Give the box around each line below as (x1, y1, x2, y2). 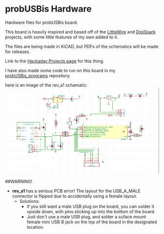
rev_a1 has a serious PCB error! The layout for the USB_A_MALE (12, 188, 141, 194)
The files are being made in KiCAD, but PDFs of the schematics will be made (5, 43, 159, 49)
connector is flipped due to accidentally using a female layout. (12, 193, 138, 199)
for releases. (5, 49, 31, 54)
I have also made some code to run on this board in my (5, 67, 116, 73)
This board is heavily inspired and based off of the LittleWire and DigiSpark (5, 29, 156, 35)
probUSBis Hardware (5, 3, 92, 15)
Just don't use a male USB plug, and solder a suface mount (26, 214, 146, 219)
